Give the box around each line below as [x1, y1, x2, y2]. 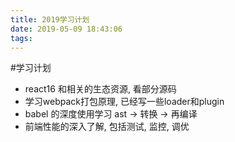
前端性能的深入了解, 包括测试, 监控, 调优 [24, 121, 190, 133]
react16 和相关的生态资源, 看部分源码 [24, 83, 177, 95]
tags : [10, 33, 33, 43]
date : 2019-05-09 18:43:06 [10, 24, 123, 34]
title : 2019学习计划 [10, 14, 90, 25]
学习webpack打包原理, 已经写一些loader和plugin [24, 96, 225, 108]
